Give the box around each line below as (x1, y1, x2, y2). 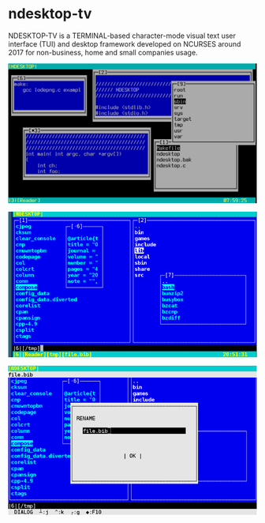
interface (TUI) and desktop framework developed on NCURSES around (8, 39, 241, 48)
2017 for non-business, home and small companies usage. (8, 47, 199, 57)
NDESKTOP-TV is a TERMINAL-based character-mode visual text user (8, 31, 237, 40)
